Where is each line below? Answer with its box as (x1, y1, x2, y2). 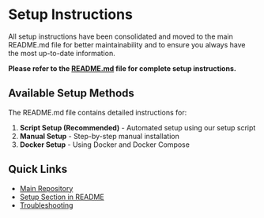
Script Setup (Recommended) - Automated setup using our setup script (19, 122, 256, 132)
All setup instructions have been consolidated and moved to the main (8, 32, 233, 41)
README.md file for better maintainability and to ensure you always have (8, 39, 246, 49)
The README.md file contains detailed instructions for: (8, 107, 187, 117)
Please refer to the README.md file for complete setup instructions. (8, 63, 237, 73)
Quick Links (8, 163, 68, 176)
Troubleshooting (19, 200, 74, 210)
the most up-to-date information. (8, 48, 116, 58)
